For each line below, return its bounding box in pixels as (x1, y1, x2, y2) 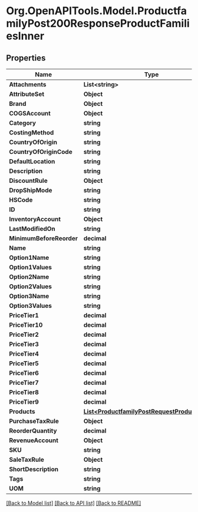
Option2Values (9, 282, 52, 291)
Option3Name (9, 292, 49, 300)
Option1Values (9, 263, 52, 271)
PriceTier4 (9, 350, 39, 358)
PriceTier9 (9, 398, 39, 406)
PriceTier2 (9, 330, 39, 339)
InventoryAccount (9, 215, 61, 223)
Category (9, 119, 37, 127)
